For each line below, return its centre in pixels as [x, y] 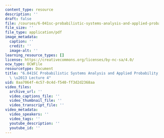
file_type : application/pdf [34, 32]
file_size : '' [20, 28]
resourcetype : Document [29, 69]
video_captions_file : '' [35, 96]
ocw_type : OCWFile [24, 64]
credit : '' [20, 46]
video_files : [18, 87]
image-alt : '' [24, 50]
